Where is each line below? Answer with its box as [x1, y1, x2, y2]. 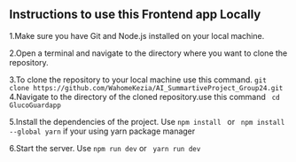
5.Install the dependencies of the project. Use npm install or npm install [9, 116, 285, 127]
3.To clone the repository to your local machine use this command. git [9, 74, 268, 85]
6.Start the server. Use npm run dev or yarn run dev [9, 143, 201, 153]
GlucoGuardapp [9, 101, 62, 110]
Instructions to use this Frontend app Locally [9, 7, 261, 22]
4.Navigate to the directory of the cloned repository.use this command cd [9, 91, 281, 102]
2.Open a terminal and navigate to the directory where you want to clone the [9, 48, 288, 58]
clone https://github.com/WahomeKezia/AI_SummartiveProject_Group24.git [9, 83, 284, 92]
